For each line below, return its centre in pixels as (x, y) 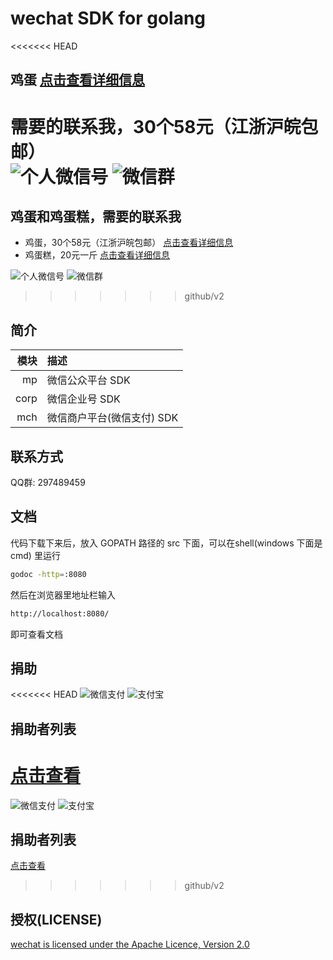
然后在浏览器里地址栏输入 (63, 594)
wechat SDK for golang (108, 18)
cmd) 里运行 (35, 555)
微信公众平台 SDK (88, 380)
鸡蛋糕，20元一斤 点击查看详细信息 (97, 255)
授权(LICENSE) (56, 919)
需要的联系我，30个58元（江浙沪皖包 (164, 126)
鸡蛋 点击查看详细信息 (77, 80)
